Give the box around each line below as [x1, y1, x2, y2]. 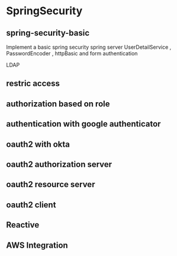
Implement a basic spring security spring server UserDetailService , [6, 43, 172, 50]
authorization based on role [6, 99, 110, 109]
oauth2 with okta [6, 139, 70, 149]
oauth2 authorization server [6, 159, 112, 169]
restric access [6, 78, 60, 89]
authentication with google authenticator [6, 119, 161, 129]
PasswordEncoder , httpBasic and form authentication [6, 50, 138, 57]
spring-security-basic [6, 28, 90, 38]
